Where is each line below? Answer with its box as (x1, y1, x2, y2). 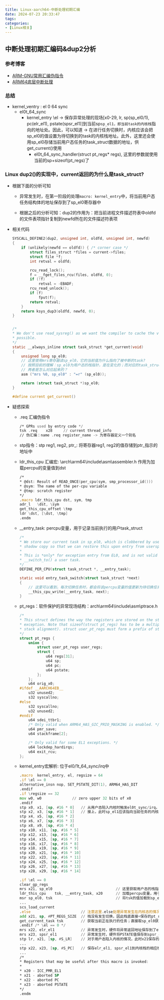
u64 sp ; (45, 659, 61, 664)
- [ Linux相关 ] (5, 25, 33, 30)
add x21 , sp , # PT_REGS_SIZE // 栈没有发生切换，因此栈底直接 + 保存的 (19, 914, 151, 919)
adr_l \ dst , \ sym (19, 502, 60, 507)
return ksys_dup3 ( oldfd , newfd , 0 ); (21, 309, 96, 314)
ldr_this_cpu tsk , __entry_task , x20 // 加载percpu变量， (19, 891, 154, 896)
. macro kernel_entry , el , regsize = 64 (19, 773, 103, 778)
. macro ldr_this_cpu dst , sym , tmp (19, 497, 92, 502)
